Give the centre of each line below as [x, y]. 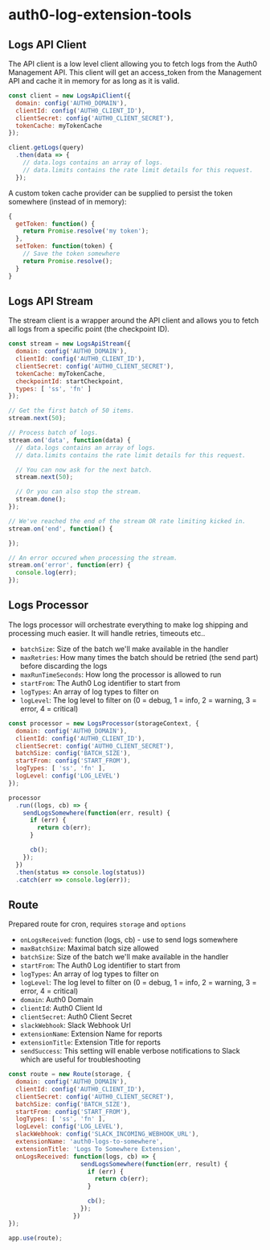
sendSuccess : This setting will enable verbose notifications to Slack [130, 1051]
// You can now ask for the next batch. [84, 470]
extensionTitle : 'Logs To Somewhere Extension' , [98, 1149]
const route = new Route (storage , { [70, 1075]
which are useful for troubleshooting [80, 1059]
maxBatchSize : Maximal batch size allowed [89, 948]
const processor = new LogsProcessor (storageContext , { [104, 723]
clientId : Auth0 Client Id [61, 1009]
